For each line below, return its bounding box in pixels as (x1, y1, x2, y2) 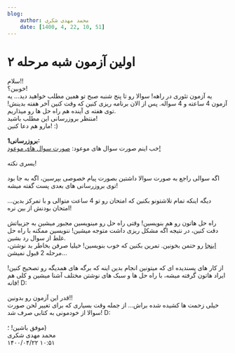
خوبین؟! (7, 84, 28, 93)
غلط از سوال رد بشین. (7, 233, 66, 243)
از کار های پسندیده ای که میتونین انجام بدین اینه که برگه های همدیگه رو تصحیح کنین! (7, 264, 224, 272)
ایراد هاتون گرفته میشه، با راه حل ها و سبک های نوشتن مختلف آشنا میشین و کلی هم (7, 271, 226, 280)
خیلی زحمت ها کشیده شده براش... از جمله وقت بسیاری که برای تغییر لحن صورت (7, 301, 220, 309)
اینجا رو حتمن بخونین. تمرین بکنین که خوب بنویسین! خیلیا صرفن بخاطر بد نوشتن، (7, 241, 217, 250)
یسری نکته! (7, 159, 37, 167)
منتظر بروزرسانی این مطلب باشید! (7, 114, 98, 123)
